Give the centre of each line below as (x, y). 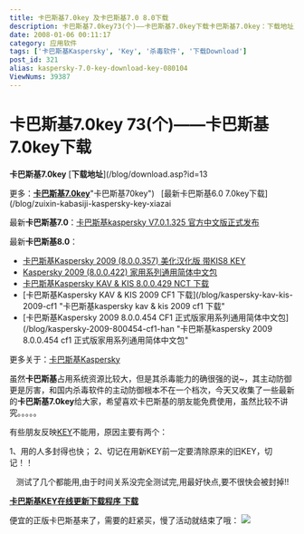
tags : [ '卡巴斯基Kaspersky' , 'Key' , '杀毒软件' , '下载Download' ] (128, 52)
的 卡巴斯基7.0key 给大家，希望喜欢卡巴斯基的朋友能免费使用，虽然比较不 (145, 401)
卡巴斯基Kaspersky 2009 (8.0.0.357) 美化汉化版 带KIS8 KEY (134, 260)
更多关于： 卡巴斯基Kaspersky (65, 359)
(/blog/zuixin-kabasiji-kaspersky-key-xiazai (90, 203)
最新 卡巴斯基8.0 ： (44, 241)
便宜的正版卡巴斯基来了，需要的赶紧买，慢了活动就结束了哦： (124, 520)
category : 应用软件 (43, 43)
